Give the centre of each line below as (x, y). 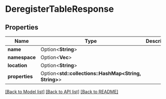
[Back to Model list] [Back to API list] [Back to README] (62, 92)
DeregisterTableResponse (60, 9)
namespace (22, 57)
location (17, 65)
